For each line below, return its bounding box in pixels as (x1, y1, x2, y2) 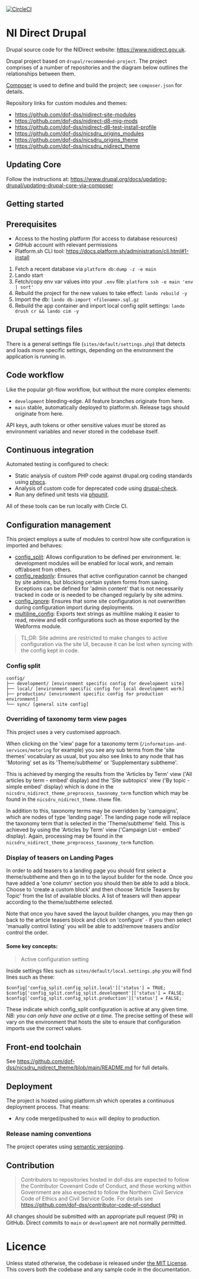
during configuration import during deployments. (14, 604, 135, 611)
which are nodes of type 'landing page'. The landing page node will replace (6, 813, 191, 821)
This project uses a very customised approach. (6, 728, 122, 736)
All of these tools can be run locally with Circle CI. (6, 502, 128, 510)
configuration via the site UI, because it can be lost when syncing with (20, 641, 193, 648)
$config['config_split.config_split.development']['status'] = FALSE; (6, 990, 185, 996)
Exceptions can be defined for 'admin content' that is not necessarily (14, 585, 184, 592)
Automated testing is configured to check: (6, 461, 109, 468)
